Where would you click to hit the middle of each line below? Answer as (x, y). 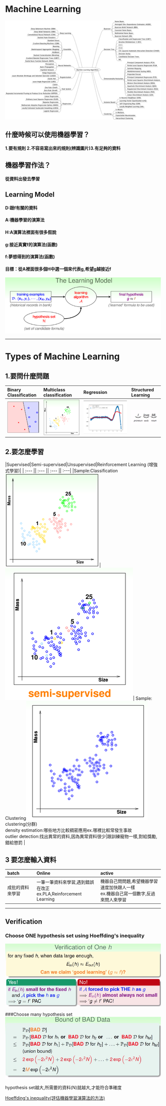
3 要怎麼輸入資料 (31, 860)
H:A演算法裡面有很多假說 (31, 232)
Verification (24, 921)
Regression (95, 392)
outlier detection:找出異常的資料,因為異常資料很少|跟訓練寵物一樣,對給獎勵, (81, 837)
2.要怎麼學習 (25, 451)
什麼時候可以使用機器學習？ (47, 135)
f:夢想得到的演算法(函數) (30, 257)
